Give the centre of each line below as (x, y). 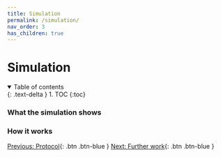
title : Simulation (34, 14)
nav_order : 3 (26, 27)
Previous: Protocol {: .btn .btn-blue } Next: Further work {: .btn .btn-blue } (111, 147)
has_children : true (36, 33)
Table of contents (39, 87)
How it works (30, 131)
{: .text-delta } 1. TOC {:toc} (46, 94)
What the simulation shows (54, 112)
